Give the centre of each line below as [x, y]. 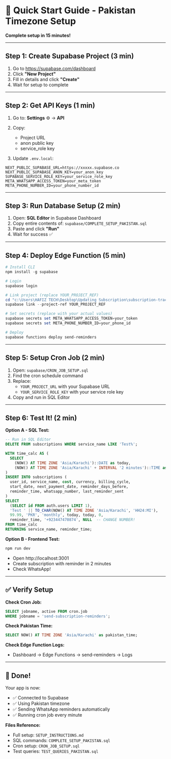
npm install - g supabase [32, 272]
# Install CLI [20, 267]
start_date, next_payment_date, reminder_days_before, [69, 487]
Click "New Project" [34, 74]
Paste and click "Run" [36, 229]
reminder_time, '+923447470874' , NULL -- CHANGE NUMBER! [73, 520]
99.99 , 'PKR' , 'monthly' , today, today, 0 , [56, 515]
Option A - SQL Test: [27, 430]
